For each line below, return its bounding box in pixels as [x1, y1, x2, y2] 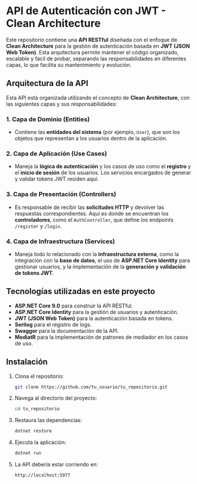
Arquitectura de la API [6, 79, 89, 89]
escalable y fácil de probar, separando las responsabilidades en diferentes [6, 55, 186, 62]
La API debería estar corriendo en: [14, 461, 98, 468]
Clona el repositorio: [14, 372, 64, 380]
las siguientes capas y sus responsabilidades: [6, 100, 118, 107]
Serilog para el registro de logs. [14, 321, 92, 328]
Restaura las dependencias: [14, 417, 82, 424]
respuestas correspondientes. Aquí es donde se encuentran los [14, 210, 169, 217]
